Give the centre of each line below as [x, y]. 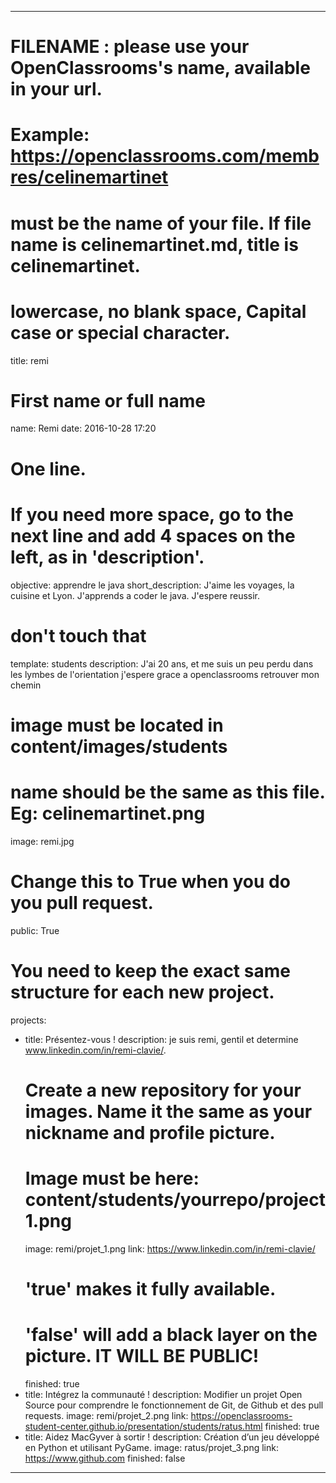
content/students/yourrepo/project [175, 1199]
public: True [35, 930]
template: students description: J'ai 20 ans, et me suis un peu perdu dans [162, 663]
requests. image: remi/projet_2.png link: [106, 1415]
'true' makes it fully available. [150, 1288]
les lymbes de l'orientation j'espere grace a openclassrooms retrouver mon [165, 674]
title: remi [29, 360]
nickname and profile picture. [150, 1132]
